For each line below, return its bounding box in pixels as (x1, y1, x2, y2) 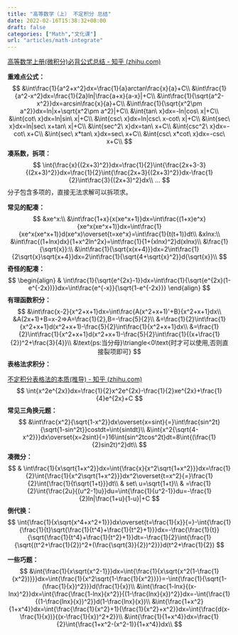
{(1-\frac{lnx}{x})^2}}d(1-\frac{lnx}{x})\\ (35, 597, 151, 606)
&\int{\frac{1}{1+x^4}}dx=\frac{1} (124, 612, 219, 621)
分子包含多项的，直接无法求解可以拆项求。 (7, 188, 132, 197)
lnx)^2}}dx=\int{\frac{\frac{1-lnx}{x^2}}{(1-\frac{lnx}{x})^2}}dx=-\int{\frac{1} (8, 589, 231, 599)
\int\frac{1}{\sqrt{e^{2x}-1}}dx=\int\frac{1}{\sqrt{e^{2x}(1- (63, 276, 231, 285)
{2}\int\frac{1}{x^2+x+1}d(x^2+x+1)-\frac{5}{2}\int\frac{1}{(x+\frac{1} (18, 330, 220, 339)
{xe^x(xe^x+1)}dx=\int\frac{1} (77, 222, 162, 231)
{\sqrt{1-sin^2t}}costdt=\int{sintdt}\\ (40, 425, 146, 434)
